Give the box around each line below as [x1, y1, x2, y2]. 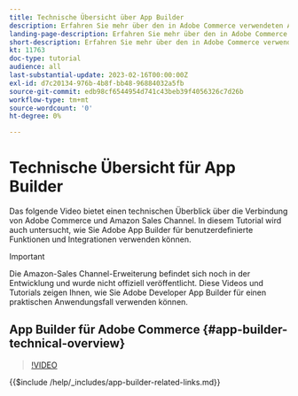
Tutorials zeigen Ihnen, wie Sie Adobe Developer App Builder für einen [9, 287, 267, 298]
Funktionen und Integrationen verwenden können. [9, 234, 192, 245]
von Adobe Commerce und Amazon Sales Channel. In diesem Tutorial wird [9, 215, 282, 226]
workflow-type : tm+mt [9, 95, 90, 105]
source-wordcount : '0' [9, 104, 93, 113]
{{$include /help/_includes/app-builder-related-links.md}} [9, 377, 221, 387]
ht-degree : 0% [9, 112, 62, 120]
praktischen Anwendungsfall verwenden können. [9, 297, 189, 307]
